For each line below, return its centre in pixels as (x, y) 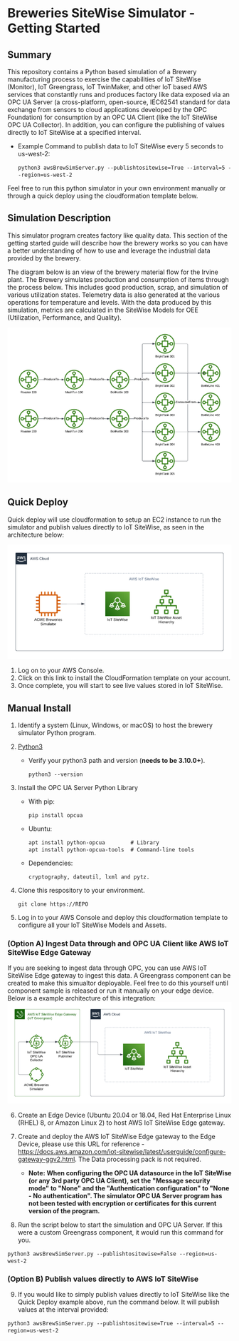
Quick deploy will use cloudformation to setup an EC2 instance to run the (115, 520)
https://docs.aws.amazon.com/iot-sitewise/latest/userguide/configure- (122, 1151)
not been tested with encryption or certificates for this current (122, 1203)
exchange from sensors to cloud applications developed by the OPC (107, 110)
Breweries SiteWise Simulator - (101, 13)
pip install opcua (55, 815)
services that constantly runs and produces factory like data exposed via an (118, 95)
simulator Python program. (57, 732)
